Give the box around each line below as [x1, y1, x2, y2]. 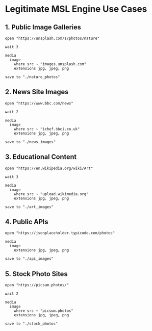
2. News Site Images [5, 88, 69, 96]
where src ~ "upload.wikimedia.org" [14, 191, 89, 197]
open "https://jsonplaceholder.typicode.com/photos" [5, 230, 115, 236]
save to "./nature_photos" [5, 75, 60, 79]
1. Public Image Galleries [5, 23, 81, 31]
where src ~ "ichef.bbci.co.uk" [14, 127, 80, 131]
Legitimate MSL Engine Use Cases [5, 3, 147, 15]
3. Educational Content [5, 153, 77, 161]
